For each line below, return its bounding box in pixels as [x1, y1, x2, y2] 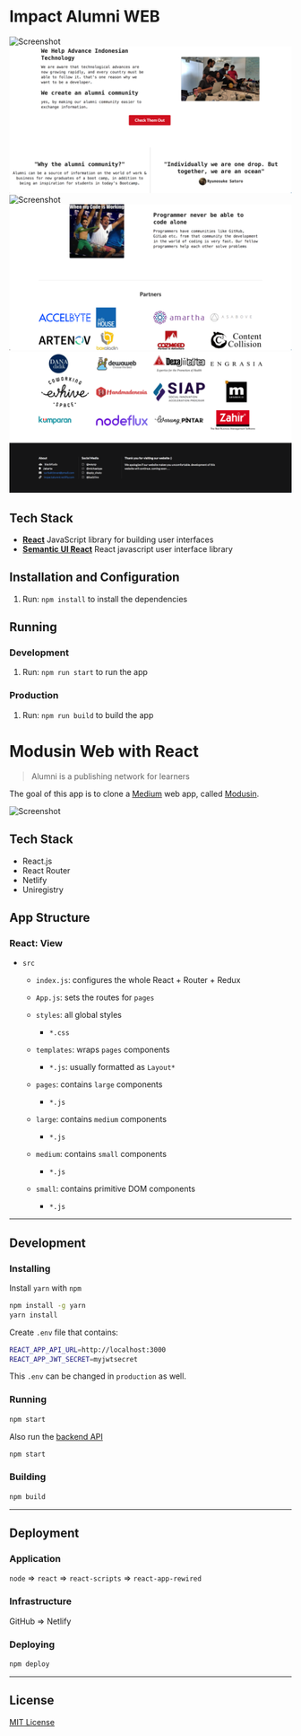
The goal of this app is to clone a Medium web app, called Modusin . [9, 788, 260, 799]
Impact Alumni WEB [9, 6, 160, 27]
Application [9, 1552, 61, 1565]
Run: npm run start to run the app [21, 667, 148, 678]
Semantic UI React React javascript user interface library [21, 543, 233, 554]
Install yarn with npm [9, 1282, 82, 1293]
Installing [9, 1262, 51, 1275]
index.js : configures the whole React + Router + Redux [35, 975, 241, 986]
